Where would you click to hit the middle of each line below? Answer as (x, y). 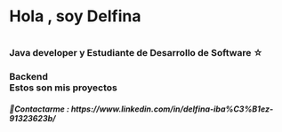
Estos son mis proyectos (63, 88)
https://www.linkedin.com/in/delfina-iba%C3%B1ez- (172, 109)
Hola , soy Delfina (75, 16)
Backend (29, 77)
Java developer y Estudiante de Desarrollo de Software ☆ (136, 53)
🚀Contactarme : (39, 109)
